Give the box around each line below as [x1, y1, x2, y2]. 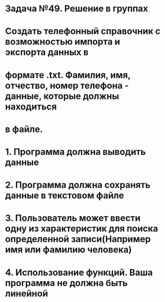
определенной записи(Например [5, 234, 151, 245]
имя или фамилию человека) [5, 244, 132, 255]
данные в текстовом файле [5, 190, 124, 201]
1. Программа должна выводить [5, 146, 146, 157]
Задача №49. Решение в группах [5, 3, 149, 14]
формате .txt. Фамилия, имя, [5, 69, 131, 81]
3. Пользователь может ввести [5, 212, 141, 224]
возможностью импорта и [5, 36, 120, 48]
